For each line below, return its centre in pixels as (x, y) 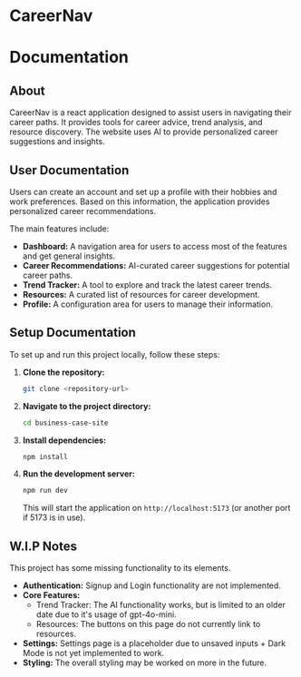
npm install (45, 456)
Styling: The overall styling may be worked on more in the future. (145, 662)
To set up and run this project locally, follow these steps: (115, 354)
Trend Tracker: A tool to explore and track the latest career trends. (147, 285)
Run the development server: (79, 474)
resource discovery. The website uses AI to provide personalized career (144, 132)
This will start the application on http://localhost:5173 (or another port (156, 508)
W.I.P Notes (43, 546)
